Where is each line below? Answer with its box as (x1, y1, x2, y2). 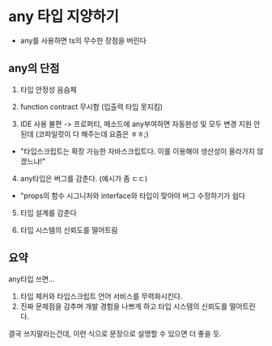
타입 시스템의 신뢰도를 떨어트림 (19, 225, 118, 234)
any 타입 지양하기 (8, 7, 119, 26)
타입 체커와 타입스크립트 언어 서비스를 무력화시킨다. (19, 291, 183, 301)
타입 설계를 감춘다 (19, 208, 77, 217)
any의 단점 (8, 61, 60, 75)
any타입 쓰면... (8, 274, 55, 284)
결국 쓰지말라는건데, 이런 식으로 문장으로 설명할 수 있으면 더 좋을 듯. (8, 328, 222, 338)
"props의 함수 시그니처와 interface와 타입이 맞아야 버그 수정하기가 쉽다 (19, 191, 245, 200)
